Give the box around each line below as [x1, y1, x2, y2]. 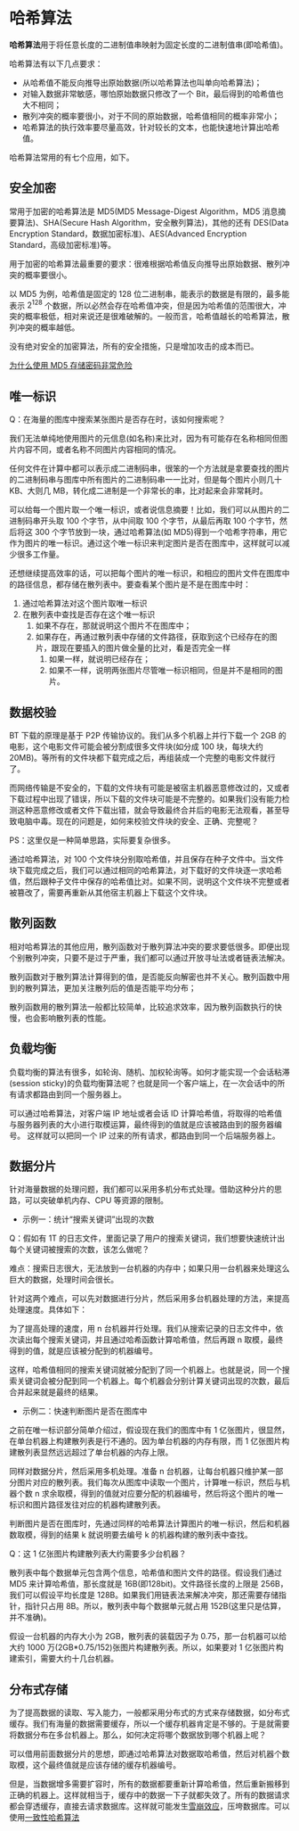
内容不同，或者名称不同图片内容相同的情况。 [16, 444, 181, 455]
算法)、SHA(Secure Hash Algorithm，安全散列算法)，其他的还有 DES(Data [16, 217, 289, 227]
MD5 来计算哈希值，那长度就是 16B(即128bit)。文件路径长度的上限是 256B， [9, 1579, 288, 1589]
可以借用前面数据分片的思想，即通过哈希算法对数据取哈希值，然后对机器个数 [9, 1749, 290, 1760]
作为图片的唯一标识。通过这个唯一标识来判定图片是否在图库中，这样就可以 [9, 538, 282, 548]
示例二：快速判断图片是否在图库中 [21, 1406, 148, 1416]
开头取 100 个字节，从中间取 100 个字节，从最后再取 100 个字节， [39, 515, 280, 526]
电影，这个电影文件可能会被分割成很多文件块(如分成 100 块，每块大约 [9, 741, 264, 752]
